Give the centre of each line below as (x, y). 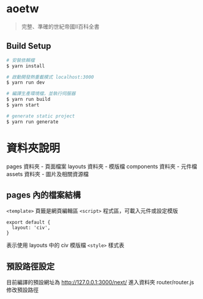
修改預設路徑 (22, 290)
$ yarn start (23, 105)
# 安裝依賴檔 (20, 60)
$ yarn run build (28, 100)
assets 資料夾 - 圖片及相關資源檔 (47, 174)
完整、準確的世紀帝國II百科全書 (60, 26)
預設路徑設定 (31, 266)
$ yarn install (26, 66)
